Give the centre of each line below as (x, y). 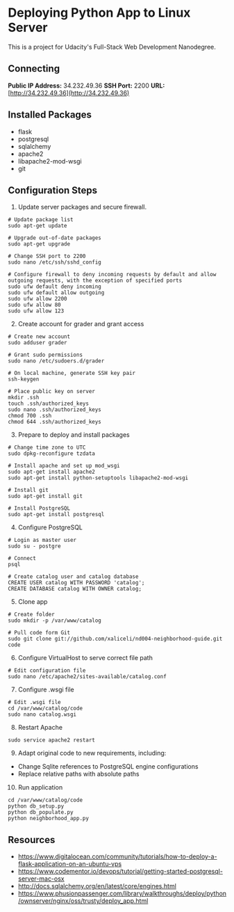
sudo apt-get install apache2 (52, 472)
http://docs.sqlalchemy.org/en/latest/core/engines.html (97, 886)
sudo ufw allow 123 (36, 311)
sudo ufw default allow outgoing (56, 293)
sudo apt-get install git (45, 496)
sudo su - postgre (34, 546)
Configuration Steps (53, 190)
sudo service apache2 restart (52, 740)
